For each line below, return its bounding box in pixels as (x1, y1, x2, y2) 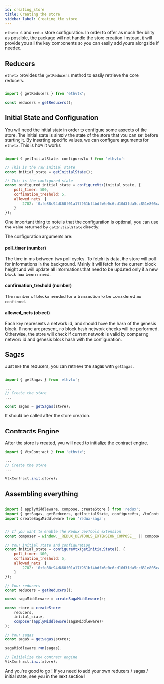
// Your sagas (5, 632, 34, 638)
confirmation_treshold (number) (5, 282, 72, 289)
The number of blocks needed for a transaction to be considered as (5, 293, 142, 299)
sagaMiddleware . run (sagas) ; (5, 646, 62, 651)
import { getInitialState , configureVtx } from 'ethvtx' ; (5, 156, 125, 161)
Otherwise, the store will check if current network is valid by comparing (5, 331, 149, 337)
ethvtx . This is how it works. (5, 142, 62, 148)
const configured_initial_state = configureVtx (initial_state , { (5, 183, 141, 188)
